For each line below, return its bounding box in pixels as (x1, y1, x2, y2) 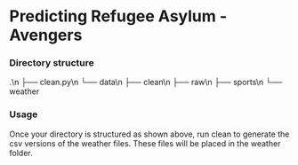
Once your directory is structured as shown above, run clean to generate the (9, 129, 290, 139)
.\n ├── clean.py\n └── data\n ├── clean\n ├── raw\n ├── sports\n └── (9, 77, 283, 88)
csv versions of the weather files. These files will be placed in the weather (9, 137, 281, 148)
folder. (9, 147, 33, 158)
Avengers (9, 25, 83, 45)
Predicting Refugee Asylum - (9, 6, 228, 27)
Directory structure (9, 57, 95, 69)
